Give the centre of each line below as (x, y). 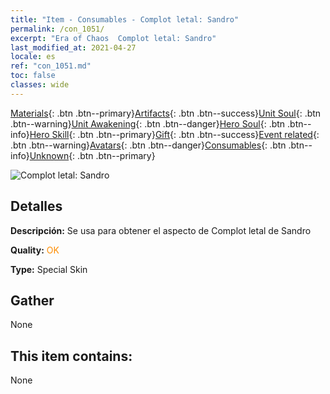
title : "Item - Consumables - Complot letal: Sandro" (125, 19)
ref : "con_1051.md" (51, 66)
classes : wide (40, 85)
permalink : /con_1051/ (57, 29)
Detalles (36, 206)
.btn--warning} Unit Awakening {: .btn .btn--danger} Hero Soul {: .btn (148, 123)
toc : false (33, 76)
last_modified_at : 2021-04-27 (73, 47)
